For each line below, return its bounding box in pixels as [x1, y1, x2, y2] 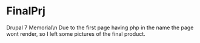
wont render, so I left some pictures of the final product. [6, 30, 145, 37]
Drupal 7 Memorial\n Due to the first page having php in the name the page [6, 24, 194, 31]
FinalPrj [6, 4, 45, 18]
